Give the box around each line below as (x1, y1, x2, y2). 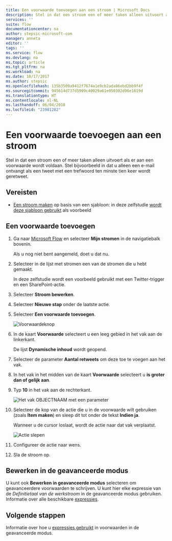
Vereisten (6, 188, 37, 197)
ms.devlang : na (6, 55, 38, 60)
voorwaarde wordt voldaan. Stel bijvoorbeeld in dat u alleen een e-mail (6, 162, 155, 169)
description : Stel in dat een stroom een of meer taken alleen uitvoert (6, 12, 164, 17)
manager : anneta (6, 36, 40, 41)
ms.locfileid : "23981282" (6, 107, 61, 112)
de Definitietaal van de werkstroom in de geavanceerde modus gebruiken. (6, 491, 162, 497)
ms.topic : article (6, 60, 45, 65)
